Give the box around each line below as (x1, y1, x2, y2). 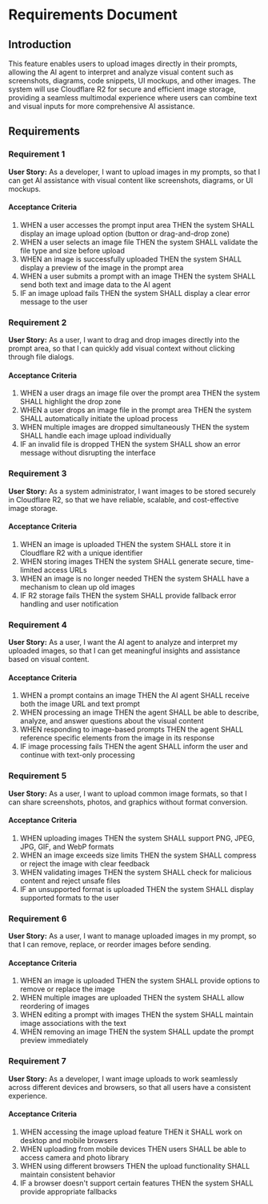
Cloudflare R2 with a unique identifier (19, 548, 143, 557)
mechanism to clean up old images (19, 582, 135, 591)
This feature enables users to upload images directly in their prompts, (8, 59, 238, 68)
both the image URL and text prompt (19, 699, 140, 709)
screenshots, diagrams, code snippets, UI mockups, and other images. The (8, 76, 256, 85)
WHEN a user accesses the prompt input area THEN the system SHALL (19, 220, 254, 229)
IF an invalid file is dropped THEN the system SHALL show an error (19, 440, 242, 449)
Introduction (8, 38, 72, 51)
